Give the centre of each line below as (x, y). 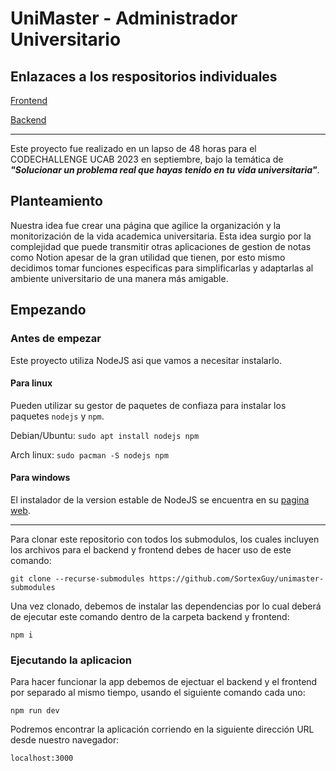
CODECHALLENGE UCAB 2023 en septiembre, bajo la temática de (147, 159)
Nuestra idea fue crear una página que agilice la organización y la (146, 225)
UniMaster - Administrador (124, 18)
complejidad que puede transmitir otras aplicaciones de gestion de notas (161, 246)
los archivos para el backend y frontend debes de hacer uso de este (151, 549)
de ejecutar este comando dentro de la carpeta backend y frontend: (150, 616)
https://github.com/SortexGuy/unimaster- (236, 578)
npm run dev (35, 711)
